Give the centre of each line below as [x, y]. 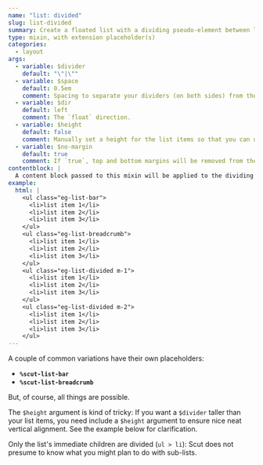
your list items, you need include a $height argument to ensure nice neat [125, 421]
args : [17, 60]
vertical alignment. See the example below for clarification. [103, 429]
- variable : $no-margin [54, 147]
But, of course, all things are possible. [69, 398]
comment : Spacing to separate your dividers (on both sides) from [133, 96]
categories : [27, 45]
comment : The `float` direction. [77, 118]
